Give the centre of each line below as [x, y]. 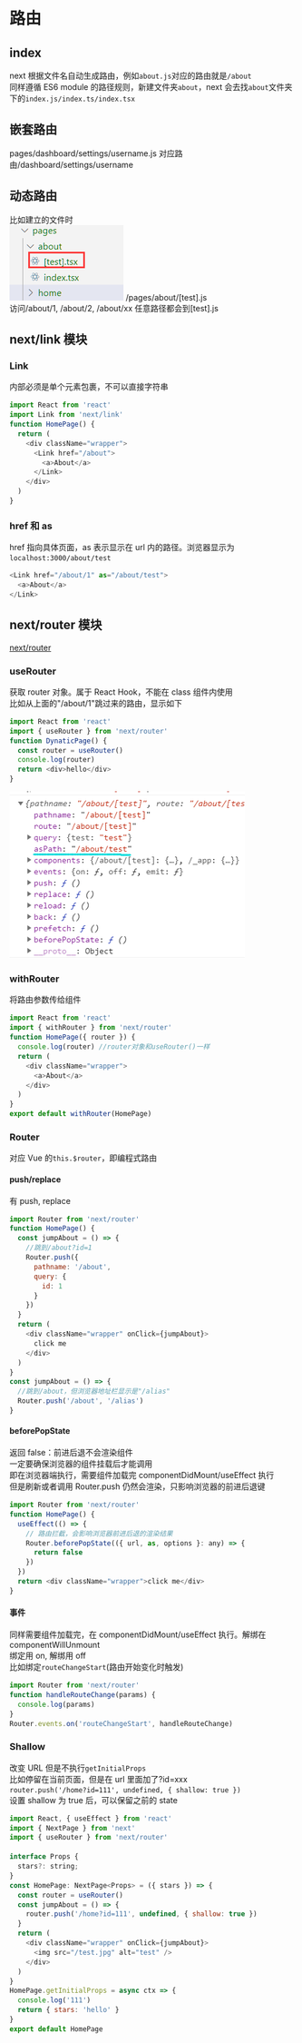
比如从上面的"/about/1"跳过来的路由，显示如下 [96, 703]
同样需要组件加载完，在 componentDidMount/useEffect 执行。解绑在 [138, 1634]
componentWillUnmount [55, 1645]
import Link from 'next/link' [67, 415]
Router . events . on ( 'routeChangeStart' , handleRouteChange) [121, 1723]
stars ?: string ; [48, 1867]
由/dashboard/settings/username [72, 164]
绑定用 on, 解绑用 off [48, 1656]
